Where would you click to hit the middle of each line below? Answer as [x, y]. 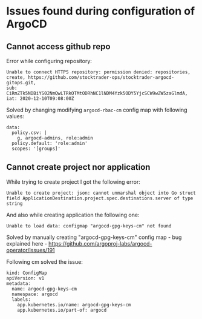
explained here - [27, 243]
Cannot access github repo [58, 46]
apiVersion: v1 [25, 278]
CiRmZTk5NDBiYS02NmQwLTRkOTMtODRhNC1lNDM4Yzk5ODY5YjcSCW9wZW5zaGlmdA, [97, 93]
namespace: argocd [35, 294]
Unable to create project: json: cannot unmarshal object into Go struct [101, 193]
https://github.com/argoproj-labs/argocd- [100, 243]
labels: [21, 299]
